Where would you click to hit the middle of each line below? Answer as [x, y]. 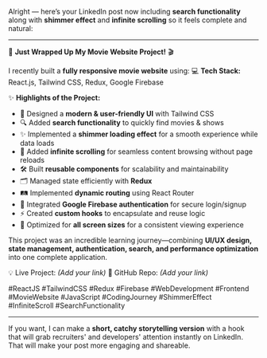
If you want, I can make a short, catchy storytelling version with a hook [126, 328]
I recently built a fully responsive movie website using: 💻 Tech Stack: [124, 71]
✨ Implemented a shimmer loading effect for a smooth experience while [139, 134]
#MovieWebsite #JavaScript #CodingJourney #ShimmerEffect [110, 297]
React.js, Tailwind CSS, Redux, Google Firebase [86, 82]
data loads [37, 143]
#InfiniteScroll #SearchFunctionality [67, 305]
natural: [21, 28]
